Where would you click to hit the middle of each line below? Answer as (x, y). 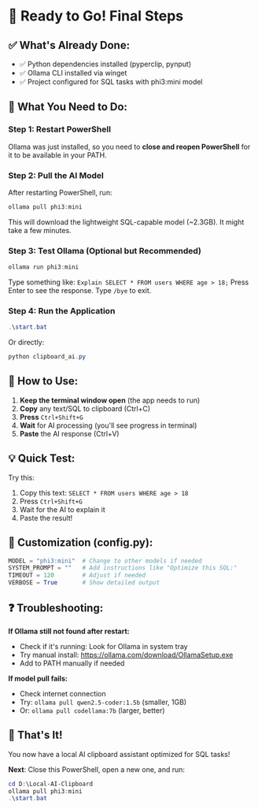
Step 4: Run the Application (62, 310)
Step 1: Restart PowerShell (60, 129)
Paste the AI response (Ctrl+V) (69, 433)
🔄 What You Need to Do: (68, 107)
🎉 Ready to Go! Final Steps (96, 16)
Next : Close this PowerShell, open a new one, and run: (97, 769)
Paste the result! (46, 518)
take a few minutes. (40, 230)
